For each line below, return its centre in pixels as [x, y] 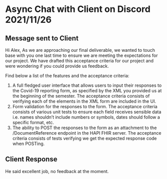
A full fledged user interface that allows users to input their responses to [87, 85]
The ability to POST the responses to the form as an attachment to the [84, 128]
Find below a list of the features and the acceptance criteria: [67, 76]
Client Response [31, 159]
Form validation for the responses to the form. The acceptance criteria [85, 106]
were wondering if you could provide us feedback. [57, 66]
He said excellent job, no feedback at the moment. [57, 171]
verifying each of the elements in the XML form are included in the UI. [84, 101]
